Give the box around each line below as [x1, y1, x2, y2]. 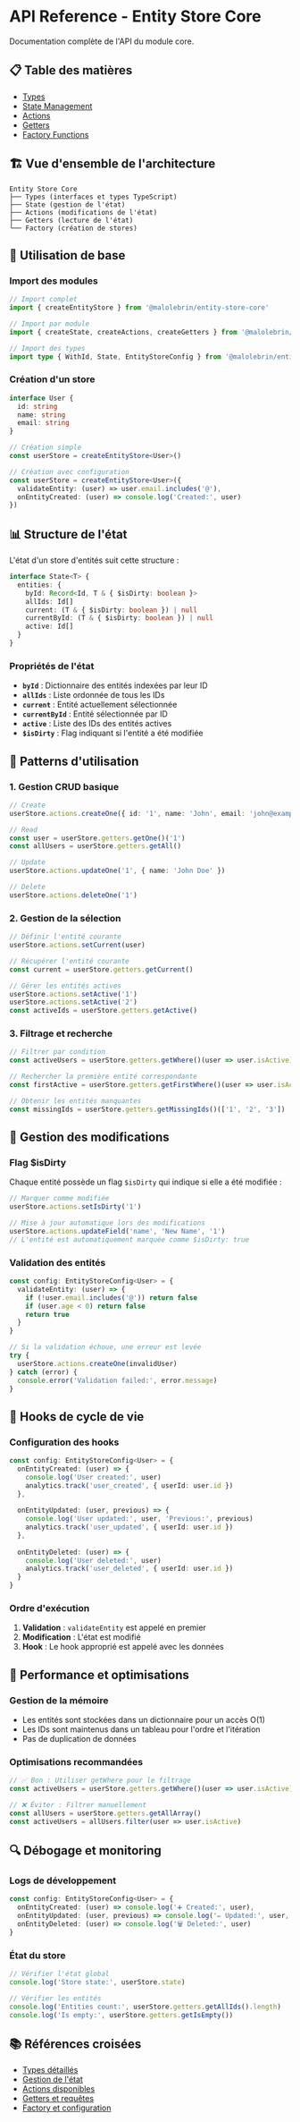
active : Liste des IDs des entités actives [21, 718, 172, 729]
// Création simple [9, 443, 82, 453]
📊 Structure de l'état [9, 526, 128, 542]
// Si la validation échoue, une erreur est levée [9, 1343, 202, 1352]
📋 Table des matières [9, 63, 133, 78]
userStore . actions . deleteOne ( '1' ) [9, 890, 138, 900]
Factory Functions [21, 129, 89, 140]
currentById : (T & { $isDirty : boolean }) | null [25, 614, 214, 623]
